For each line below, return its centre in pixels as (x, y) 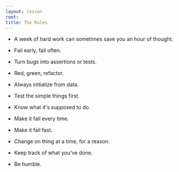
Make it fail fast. (33, 130)
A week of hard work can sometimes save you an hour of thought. (94, 39)
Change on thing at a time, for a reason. (62, 141)
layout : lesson (24, 11)
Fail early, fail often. (38, 50)
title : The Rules (27, 22)
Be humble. (28, 164)
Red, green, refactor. (39, 73)
